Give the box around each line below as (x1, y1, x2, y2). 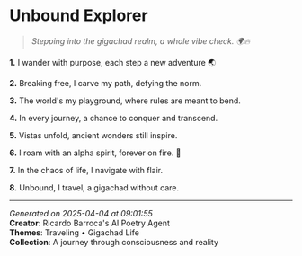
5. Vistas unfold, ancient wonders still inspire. (9, 129, 178, 140)
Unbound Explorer (9, 5, 148, 26)
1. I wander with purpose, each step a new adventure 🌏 (9, 57, 217, 67)
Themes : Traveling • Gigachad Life (9, 226, 139, 238)
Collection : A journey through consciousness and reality (9, 236, 218, 247)
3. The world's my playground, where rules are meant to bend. (9, 95, 241, 106)
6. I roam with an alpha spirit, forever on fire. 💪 (9, 147, 182, 158)
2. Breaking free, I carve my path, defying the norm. (9, 77, 202, 88)
